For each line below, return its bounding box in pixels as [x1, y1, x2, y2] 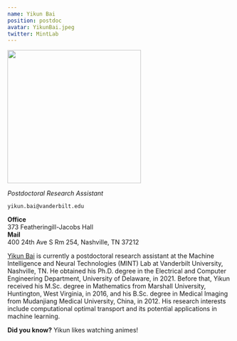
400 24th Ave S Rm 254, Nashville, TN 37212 [7, 238, 139, 247]
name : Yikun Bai [7, 10, 56, 18]
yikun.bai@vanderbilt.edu [7, 203, 84, 210]
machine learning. [7, 312, 60, 320]
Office [7, 215, 26, 224]
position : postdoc [7, 17, 62, 24]
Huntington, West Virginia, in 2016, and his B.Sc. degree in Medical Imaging [7, 289, 228, 298]
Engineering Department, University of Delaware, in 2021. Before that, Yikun [7, 274, 230, 283]
